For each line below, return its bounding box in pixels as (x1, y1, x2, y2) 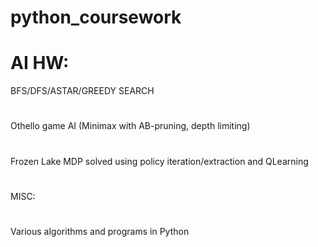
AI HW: (10, 52, 70, 75)
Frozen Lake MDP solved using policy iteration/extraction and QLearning (10, 155, 309, 167)
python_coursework (10, 6, 182, 29)
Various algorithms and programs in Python (10, 225, 190, 237)
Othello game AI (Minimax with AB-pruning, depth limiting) (10, 120, 251, 132)
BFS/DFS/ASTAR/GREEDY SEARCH (10, 85, 155, 97)
